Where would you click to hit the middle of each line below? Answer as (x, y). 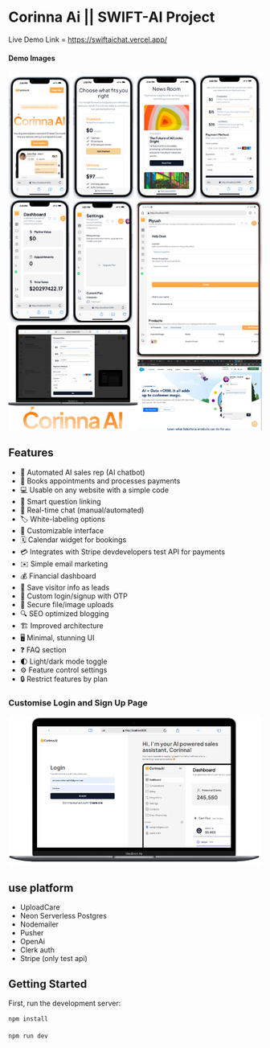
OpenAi (33, 942)
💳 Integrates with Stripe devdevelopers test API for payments (123, 552)
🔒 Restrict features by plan (64, 679)
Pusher (32, 933)
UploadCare (40, 907)
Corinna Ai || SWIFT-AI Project (112, 17)
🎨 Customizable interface (62, 530)
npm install (28, 1019)
